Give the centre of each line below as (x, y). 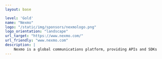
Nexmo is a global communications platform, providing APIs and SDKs (86, 49)
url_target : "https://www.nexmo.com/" (44, 36)
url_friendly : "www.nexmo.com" (37, 41)
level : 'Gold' (19, 18)
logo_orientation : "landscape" (37, 32)
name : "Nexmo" (19, 23)
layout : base (18, 9)
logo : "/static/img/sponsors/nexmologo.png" (51, 27)
